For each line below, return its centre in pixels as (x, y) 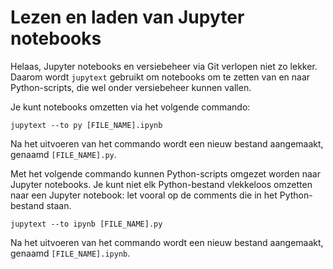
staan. (59, 205)
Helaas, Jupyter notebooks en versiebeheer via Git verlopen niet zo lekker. (164, 66)
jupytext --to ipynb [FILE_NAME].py (86, 224)
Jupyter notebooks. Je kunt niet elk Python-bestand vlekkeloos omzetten (161, 184)
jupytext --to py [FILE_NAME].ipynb (86, 125)
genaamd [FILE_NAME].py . (63, 154)
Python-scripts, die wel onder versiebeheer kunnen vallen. (131, 87)
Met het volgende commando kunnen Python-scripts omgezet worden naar (165, 173)
